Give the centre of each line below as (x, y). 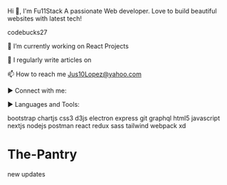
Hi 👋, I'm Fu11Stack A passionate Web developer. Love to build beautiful (112, 11)
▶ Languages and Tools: (43, 104)
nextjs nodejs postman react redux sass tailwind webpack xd (97, 126)
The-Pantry (42, 155)
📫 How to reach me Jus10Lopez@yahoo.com (75, 74)
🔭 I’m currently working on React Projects (68, 46)
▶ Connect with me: (37, 90)
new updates (26, 174)
